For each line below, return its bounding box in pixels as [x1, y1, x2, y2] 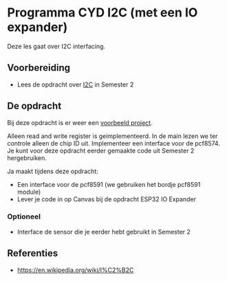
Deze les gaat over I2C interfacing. [7, 42, 105, 50]
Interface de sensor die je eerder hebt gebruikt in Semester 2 [17, 227, 191, 236]
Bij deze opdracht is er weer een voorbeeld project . [7, 118, 153, 126]
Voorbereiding [7, 62, 71, 74]
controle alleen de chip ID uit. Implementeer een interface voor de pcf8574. [7, 139, 220, 147]
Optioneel [7, 212, 41, 221]
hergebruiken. [7, 153, 47, 162]
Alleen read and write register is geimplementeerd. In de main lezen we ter [7, 132, 218, 140]
